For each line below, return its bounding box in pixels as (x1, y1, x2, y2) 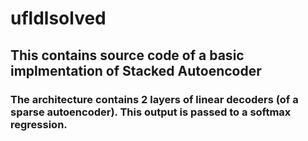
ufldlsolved (10, 7, 107, 30)
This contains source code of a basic (10, 47, 245, 64)
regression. (10, 117, 68, 131)
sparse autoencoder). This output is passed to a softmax (10, 105, 292, 119)
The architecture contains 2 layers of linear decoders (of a (10, 92, 299, 106)
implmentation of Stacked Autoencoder (10, 62, 262, 79)
